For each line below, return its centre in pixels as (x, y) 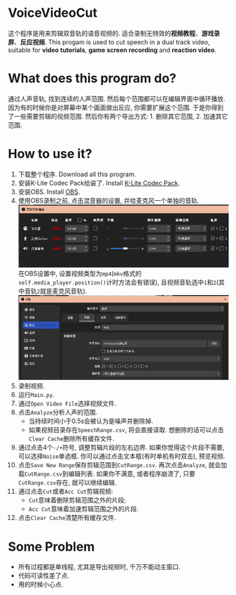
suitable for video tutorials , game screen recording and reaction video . (112, 50)
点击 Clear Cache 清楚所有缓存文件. (67, 518)
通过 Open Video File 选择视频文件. (67, 404)
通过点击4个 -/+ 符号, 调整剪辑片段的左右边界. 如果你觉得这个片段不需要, (121, 447)
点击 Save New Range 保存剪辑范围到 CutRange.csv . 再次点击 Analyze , (112, 465)
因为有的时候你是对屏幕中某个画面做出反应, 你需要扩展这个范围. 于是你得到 (116, 107)
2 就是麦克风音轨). (62, 291)
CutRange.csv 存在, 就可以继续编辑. (67, 483)
